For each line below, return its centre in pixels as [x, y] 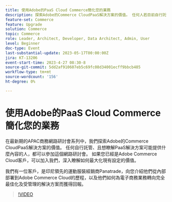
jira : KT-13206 [21, 58]
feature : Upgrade [24, 24]
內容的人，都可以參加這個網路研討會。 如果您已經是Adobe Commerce [83, 154]
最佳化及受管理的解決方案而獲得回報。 [46, 184]
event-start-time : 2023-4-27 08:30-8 [46, 63]
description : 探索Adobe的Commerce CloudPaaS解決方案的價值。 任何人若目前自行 [84, 15]
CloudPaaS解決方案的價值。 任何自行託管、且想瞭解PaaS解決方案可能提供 [84, 147]
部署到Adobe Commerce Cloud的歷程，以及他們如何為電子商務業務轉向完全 [85, 177]
